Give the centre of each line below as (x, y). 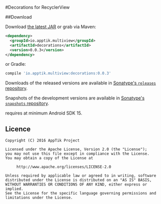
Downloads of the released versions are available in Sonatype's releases (80, 83)
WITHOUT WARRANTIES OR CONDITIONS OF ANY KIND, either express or (76, 185)
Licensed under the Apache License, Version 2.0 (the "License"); (76, 149)
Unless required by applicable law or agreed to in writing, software (81, 176)
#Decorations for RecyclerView (37, 7)
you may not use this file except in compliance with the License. (77, 154)
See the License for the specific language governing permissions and (81, 193)
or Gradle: (16, 64)
